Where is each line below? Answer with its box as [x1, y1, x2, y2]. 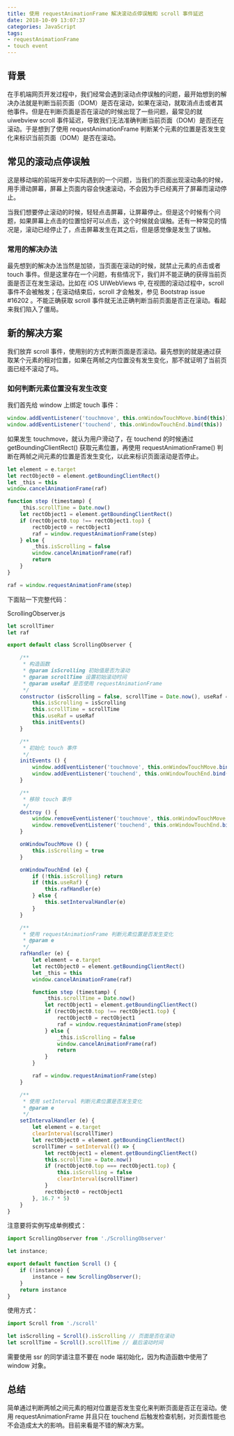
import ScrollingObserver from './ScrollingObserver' [7, 1235, 167, 1242]
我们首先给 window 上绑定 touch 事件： [7, 401, 120, 409]
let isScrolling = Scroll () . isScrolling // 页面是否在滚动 [7, 1333, 175, 1340]
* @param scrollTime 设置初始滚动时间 [22, 673, 127, 680]
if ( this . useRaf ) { [32, 879, 89, 887]
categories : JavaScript [7, 23, 77, 30]
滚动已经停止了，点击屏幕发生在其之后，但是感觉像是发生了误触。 [25, 225, 214, 233]
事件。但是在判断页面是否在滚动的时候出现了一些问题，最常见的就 [13, 107, 203, 116]
